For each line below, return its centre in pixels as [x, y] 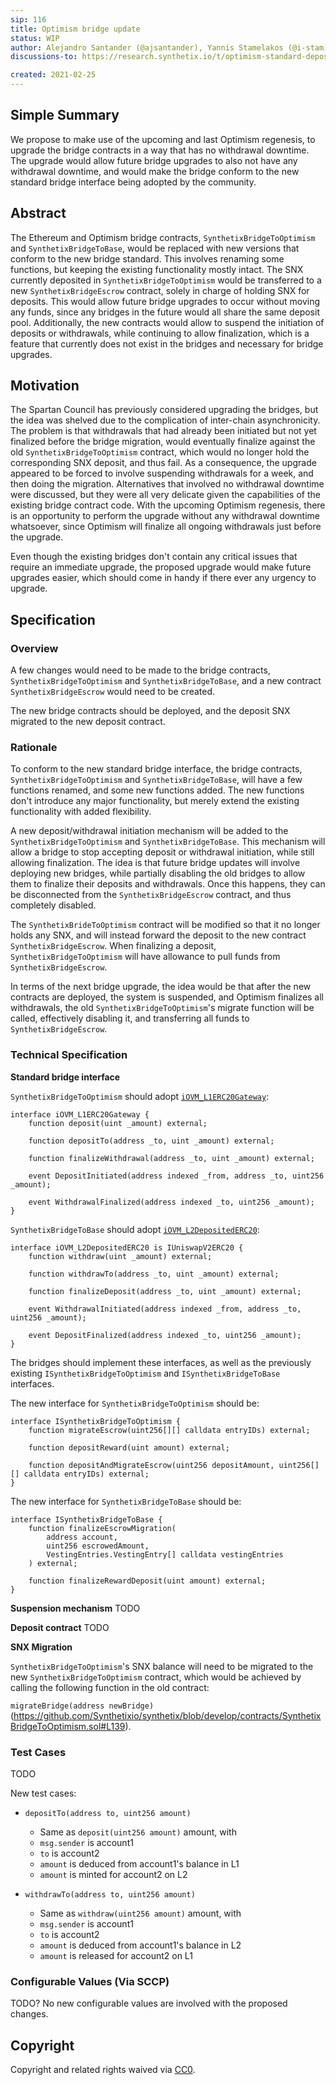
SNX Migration [41, 1647]
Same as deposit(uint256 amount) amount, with [138, 1832]
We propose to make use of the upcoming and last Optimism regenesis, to [163, 139]
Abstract [38, 213]
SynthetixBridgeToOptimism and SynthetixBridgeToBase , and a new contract [166, 681]
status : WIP [35, 38]
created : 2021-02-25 [53, 75]
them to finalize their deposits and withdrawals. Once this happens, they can [168, 884]
